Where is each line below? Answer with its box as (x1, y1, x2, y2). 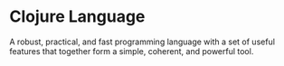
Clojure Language (9, 6, 146, 27)
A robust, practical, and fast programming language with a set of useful (9, 36, 276, 47)
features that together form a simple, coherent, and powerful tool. (9, 45, 254, 56)
